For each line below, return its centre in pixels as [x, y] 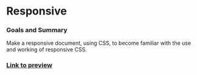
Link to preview [29, 65]
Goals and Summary [37, 30]
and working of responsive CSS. [47, 50]
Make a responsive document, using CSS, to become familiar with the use [99, 43]
